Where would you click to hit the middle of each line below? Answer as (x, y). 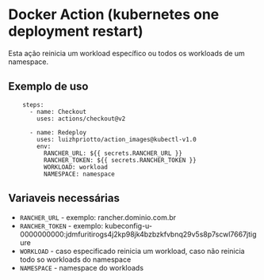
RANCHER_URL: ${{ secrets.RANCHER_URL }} (113, 153)
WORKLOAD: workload (76, 167)
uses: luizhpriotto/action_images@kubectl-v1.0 (117, 139)
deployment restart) (76, 31)
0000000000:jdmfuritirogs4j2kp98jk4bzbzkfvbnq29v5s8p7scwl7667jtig (138, 234)
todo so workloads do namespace (75, 259)
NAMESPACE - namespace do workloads (82, 267)
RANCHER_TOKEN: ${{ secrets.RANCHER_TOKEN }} (120, 160)
